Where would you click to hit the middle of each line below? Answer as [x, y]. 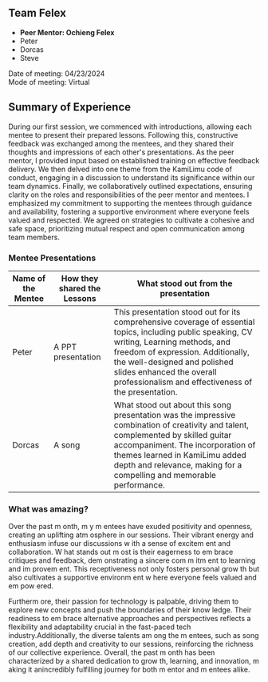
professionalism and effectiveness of [183, 382]
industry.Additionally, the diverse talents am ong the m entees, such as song [134, 636]
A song [67, 445]
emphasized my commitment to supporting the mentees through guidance [130, 203]
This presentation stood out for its [177, 311]
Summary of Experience [70, 107]
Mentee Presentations [52, 258]
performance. [139, 485]
